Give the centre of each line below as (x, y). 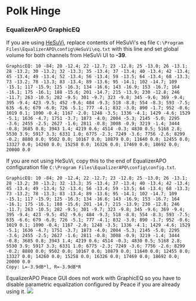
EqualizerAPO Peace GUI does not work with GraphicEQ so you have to (94, 278)
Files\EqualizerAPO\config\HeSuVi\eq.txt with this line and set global (92, 49)
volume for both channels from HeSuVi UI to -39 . (66, 56)
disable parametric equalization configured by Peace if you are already (93, 284)
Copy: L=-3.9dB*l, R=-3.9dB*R (44, 267)
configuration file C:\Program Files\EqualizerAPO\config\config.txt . (91, 167)
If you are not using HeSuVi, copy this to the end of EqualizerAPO (86, 161)
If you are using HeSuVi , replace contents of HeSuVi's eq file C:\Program (95, 42)
